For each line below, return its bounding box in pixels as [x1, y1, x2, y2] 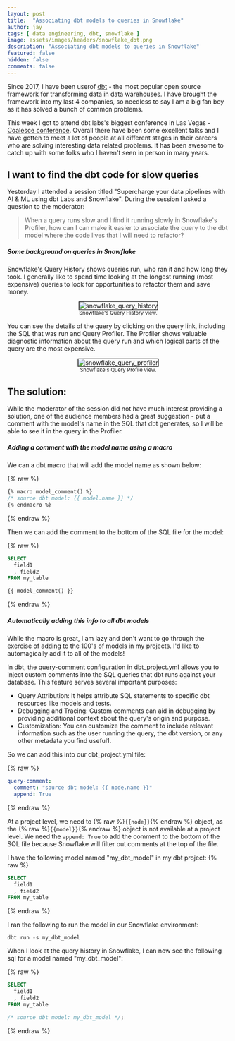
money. [7, 287, 30, 296]
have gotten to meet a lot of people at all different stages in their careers [7, 133, 217, 142]
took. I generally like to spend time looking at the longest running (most [7, 272, 213, 281]
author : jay [7, 23, 42, 30]
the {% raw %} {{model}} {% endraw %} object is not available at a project [7, 824, 220, 833]
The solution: [7, 385, 67, 397]
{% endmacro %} [7, 501, 52, 508]
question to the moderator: [7, 203, 85, 211]
